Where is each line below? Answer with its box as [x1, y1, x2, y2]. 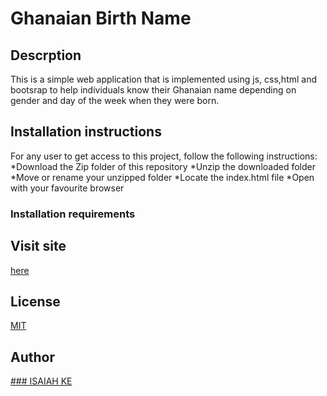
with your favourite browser [10, 182, 125, 194]
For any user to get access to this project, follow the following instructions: [10, 150, 318, 162]
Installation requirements [10, 207, 136, 221]
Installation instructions [10, 123, 162, 141]
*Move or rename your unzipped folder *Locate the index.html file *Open [10, 171, 315, 183]
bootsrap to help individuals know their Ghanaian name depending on [10, 84, 297, 96]
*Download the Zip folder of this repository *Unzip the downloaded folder [10, 160, 316, 172]
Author [10, 348, 55, 366]
